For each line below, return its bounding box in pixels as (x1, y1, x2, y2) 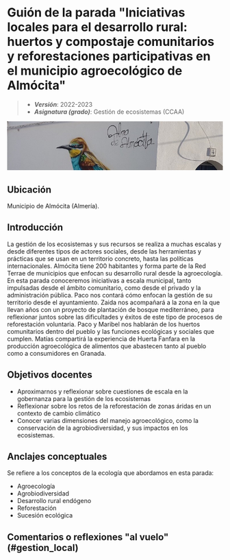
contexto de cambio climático (16, 409, 101, 417)
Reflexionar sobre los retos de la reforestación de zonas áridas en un (16, 402, 212, 410)
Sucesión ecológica (16, 511, 73, 520)
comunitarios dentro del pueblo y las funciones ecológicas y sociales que (7, 327, 214, 335)
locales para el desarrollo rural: (7, 19, 188, 35)
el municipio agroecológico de (7, 63, 183, 79)
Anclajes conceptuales (7, 451, 107, 462)
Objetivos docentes (7, 369, 92, 381)
